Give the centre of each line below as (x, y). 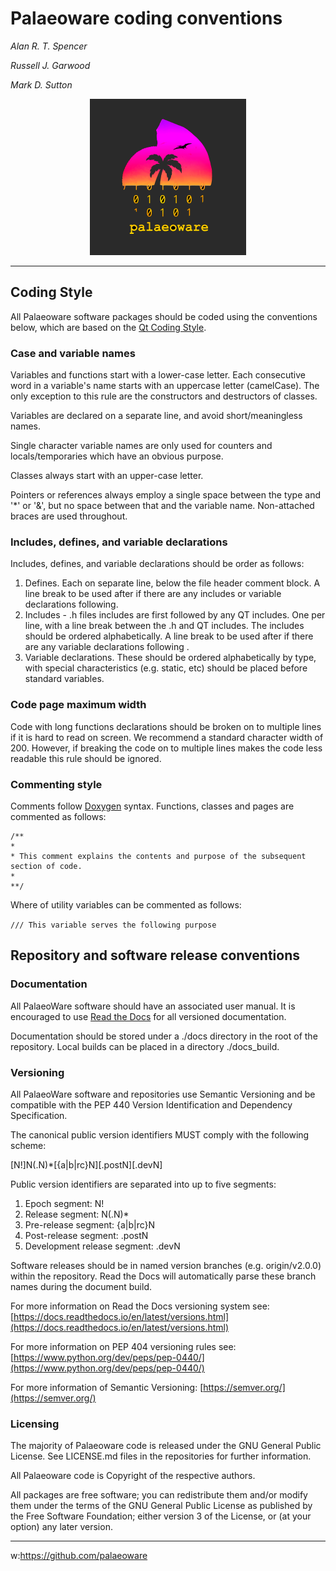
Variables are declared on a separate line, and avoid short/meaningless (156, 416)
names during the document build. (81, 1286)
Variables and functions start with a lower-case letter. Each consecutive (158, 375)
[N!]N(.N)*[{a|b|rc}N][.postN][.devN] (86, 1164)
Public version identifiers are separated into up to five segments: (143, 1184)
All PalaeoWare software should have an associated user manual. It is (153, 1006)
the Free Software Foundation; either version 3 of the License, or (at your (161, 1516)
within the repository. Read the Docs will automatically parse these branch (163, 1276)
